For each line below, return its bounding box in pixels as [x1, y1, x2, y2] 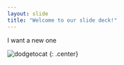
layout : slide [7, 10, 49, 17]
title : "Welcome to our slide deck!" [7, 17, 118, 24]
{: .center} [48, 50, 78, 58]
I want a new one [7, 36, 57, 44]
